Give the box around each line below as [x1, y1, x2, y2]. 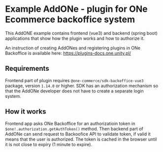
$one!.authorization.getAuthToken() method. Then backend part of [5, 125, 144, 131]
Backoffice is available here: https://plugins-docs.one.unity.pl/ [5, 50, 131, 56]
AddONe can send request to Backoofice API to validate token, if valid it [5, 131, 151, 137]
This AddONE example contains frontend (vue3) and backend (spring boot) [5, 30, 158, 36]
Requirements [5, 64, 49, 73]
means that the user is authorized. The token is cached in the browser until [5, 136, 157, 142]
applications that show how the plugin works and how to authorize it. [5, 35, 145, 41]
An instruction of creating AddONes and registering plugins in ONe [5, 45, 140, 51]
